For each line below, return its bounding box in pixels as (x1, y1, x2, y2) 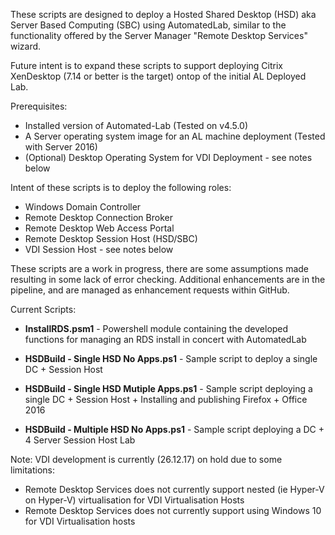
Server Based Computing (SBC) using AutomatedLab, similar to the (10, 19, 287, 31)
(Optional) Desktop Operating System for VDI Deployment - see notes (24, 152, 313, 163)
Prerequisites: (10, 100, 68, 112)
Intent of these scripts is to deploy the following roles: (10, 182, 232, 193)
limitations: (10, 464, 56, 476)
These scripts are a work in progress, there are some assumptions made (10, 263, 310, 274)
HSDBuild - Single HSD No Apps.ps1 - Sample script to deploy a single (24, 353, 318, 364)
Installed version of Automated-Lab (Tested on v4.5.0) (24, 120, 249, 131)
